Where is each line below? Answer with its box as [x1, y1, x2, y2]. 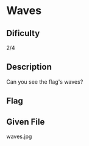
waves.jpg [6, 133, 32, 141]
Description [6, 62, 52, 72]
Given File [6, 117, 45, 127]
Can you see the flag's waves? [6, 78, 84, 86]
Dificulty [6, 28, 40, 38]
